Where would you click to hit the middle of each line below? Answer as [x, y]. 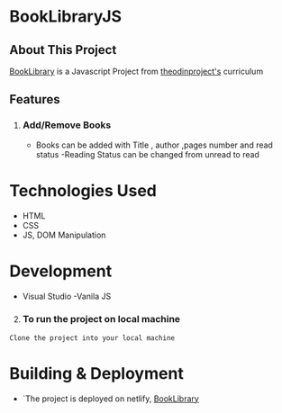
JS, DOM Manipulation [64, 235]
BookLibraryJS [66, 17]
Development [61, 271]
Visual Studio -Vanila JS [67, 296]
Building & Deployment [97, 374]
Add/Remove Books [67, 125]
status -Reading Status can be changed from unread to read [147, 154]
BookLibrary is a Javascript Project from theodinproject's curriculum [136, 71]
